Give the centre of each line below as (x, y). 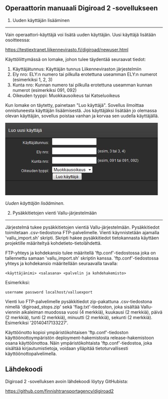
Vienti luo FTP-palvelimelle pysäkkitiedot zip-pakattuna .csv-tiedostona (79, 301)
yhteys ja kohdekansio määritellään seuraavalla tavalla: (62, 263)
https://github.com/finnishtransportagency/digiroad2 (59, 391)
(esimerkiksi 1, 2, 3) (32, 79)
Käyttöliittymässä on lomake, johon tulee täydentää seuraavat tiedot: (75, 59)
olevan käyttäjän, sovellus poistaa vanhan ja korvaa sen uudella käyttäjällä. (82, 116)
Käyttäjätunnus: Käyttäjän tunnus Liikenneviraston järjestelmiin (77, 69)
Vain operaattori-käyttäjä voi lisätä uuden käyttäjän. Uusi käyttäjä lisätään (80, 34)
